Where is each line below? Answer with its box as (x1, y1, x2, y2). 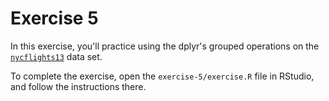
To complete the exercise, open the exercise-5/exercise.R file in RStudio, (10, 70, 315, 82)
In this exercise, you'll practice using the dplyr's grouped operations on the (10, 40, 320, 52)
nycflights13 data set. (10, 50, 103, 62)
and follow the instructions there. (10, 80, 147, 92)
